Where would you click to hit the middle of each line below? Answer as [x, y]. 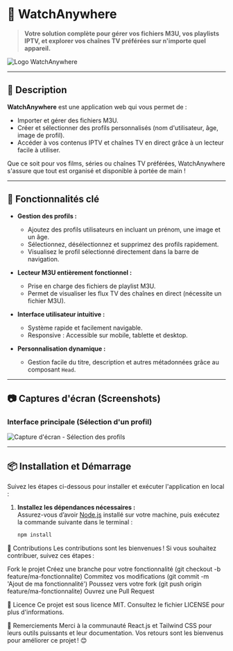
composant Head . [52, 369]
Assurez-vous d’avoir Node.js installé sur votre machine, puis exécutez [118, 515]
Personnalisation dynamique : [61, 348]
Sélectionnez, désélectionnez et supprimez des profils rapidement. [123, 244]
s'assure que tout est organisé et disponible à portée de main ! [96, 170]
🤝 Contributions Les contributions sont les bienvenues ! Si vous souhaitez [112, 548]
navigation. [43, 259]
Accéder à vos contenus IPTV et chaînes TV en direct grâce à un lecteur [120, 143]
